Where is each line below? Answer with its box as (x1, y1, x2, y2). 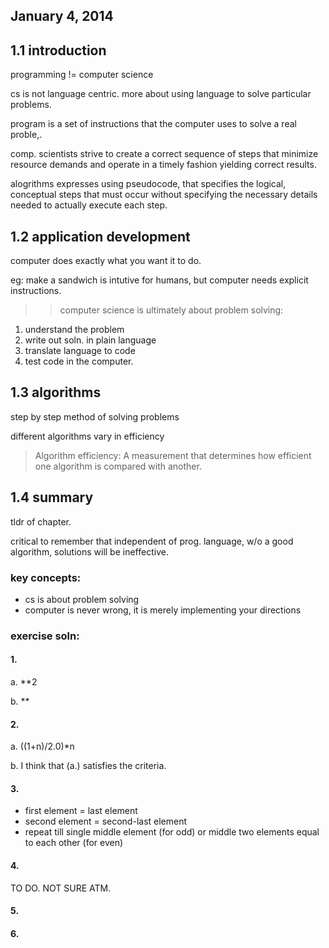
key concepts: (10, 570, 82, 584)
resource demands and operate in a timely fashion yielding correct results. (10, 159, 317, 171)
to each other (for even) (24, 837, 124, 849)
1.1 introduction (10, 42, 107, 59)
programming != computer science (10, 69, 154, 81)
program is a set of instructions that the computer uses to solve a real (10, 118, 297, 130)
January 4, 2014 (10, 8, 114, 25)
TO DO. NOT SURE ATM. (10, 882, 112, 894)
